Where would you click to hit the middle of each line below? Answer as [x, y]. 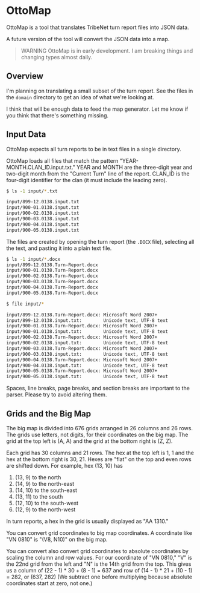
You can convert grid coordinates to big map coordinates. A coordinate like [99, 533]
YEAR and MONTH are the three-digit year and [134, 167]
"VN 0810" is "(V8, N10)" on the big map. [57, 539]
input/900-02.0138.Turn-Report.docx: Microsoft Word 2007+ [82, 337]
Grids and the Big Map [49, 414]
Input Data [26, 135]
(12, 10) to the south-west [47, 503]
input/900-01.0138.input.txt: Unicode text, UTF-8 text [87, 332]
